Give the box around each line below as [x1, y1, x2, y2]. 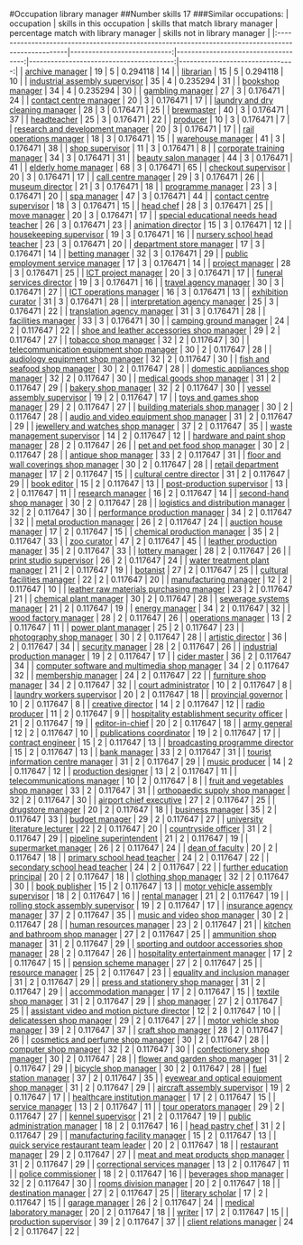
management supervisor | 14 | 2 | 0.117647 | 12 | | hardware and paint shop [9, 430, 286, 441]
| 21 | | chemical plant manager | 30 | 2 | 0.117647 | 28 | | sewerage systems [9, 594, 290, 604]
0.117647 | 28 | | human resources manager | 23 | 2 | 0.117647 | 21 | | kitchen [9, 919, 291, 929]
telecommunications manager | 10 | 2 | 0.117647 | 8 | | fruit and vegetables [9, 776, 284, 786]
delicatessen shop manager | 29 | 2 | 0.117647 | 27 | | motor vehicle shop [9, 1015, 280, 1026]
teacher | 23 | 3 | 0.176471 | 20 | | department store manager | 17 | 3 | [9, 239, 265, 249]
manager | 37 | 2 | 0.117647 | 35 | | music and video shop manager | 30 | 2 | [9, 909, 289, 920]
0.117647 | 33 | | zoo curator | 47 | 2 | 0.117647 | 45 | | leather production [9, 536, 278, 546]
